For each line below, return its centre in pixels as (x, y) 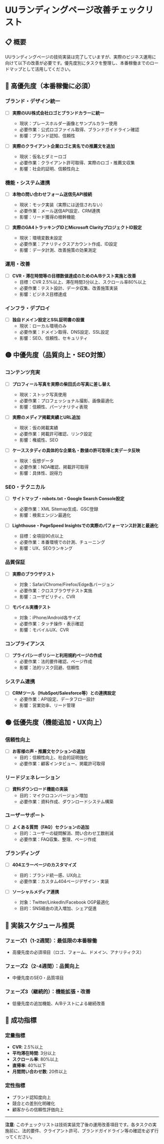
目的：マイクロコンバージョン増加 (54, 795)
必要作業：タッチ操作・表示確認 (51, 623)
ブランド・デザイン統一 (32, 101)
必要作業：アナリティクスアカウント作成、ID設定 (68, 244)
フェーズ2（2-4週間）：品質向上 (42, 966)
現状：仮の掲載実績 (39, 427)
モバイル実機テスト (31, 607)
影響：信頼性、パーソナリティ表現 (53, 407)
